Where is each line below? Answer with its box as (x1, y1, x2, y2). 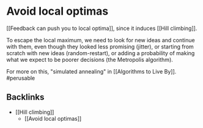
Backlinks (6, 92, 45, 102)
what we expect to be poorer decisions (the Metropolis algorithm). (6, 56, 173, 63)
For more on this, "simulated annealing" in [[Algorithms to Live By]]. (6, 67, 177, 75)
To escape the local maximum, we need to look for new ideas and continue (6, 36, 195, 43)
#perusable (6, 74, 35, 81)
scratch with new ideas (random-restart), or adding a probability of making (6, 49, 195, 56)
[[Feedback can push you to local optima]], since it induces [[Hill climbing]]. (6, 24, 197, 32)
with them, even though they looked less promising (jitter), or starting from (6, 43, 194, 50)
